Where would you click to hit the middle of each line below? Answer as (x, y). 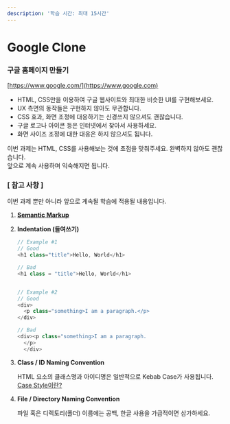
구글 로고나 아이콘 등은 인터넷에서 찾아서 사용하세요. (87, 126)
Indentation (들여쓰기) (48, 229)
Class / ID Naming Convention (61, 362)
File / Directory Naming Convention (68, 399)
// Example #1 (37, 242)
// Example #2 (37, 292)
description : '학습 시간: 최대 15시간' (58, 13)
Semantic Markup (43, 215)
